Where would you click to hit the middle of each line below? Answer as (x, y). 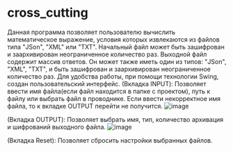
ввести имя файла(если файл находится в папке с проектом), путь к (109, 91)
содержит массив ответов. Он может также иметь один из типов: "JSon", (117, 61)
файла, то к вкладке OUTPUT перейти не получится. (85, 106)
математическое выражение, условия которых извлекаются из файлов (114, 39)
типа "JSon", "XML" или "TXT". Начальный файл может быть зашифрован (116, 47)
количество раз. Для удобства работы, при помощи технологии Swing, (113, 76)
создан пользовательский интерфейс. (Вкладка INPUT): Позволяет (107, 84)
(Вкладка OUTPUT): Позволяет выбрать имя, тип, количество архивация (115, 119)
